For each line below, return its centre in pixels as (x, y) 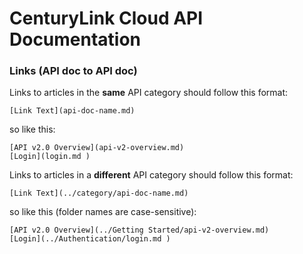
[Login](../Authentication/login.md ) (90, 239)
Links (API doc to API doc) (73, 71)
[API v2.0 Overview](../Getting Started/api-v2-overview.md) (139, 230)
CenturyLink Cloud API (106, 18)
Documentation (75, 39)
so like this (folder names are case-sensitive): (103, 212)
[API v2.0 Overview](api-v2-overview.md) (97, 148)
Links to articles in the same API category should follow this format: (149, 93)
